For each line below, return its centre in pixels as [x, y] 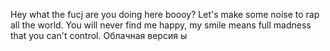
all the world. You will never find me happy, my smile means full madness [161, 25]
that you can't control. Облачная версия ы [99, 35]
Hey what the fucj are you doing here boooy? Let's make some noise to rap [165, 14]
